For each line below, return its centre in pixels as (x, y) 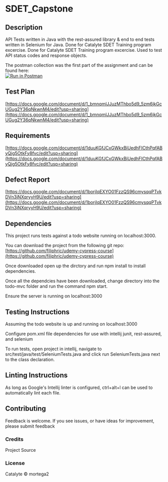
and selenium (19, 339)
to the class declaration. (30, 360)
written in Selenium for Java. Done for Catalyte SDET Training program (78, 45)
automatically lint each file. (33, 392)
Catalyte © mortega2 (27, 474)
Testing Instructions (37, 312)
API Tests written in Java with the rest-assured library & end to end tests (80, 39)
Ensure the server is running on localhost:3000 (54, 296)
